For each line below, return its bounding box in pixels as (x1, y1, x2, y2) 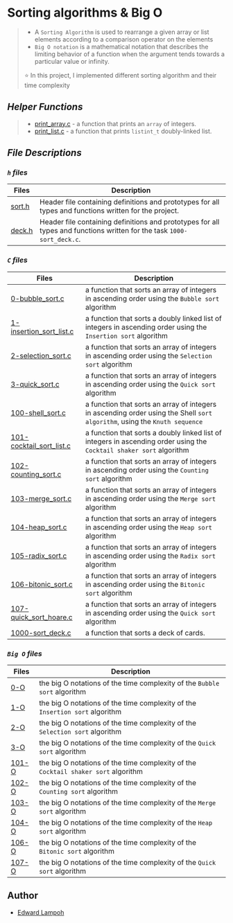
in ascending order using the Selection (85, 351, 213, 360)
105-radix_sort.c (10, 551, 67, 561)
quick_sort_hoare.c (10, 612, 73, 622)
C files (7, 255, 28, 265)
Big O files (7, 649, 43, 658)
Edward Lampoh (17, 908, 64, 916)
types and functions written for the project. (39, 206, 179, 216)
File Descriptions (7, 147, 82, 159)
